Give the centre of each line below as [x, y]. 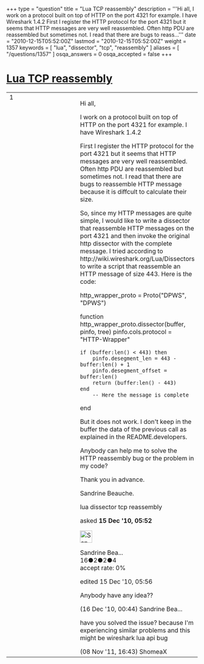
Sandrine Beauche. [107, 493]
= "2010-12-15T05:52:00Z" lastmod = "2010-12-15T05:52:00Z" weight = [97, 41]
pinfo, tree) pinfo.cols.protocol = [126, 331]
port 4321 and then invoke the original [135, 236]
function [92, 316]
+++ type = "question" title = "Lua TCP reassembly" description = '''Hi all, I [100, 9]
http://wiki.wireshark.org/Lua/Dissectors [138, 258]
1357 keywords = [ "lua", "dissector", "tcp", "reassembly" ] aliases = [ [93, 48]
